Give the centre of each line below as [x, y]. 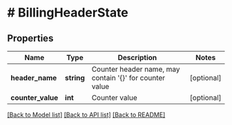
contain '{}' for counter [128, 78]
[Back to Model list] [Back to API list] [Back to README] [86, 115]
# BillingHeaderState [68, 13]
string [75, 78]
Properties [30, 38]
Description [137, 58]
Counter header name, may [136, 69]
